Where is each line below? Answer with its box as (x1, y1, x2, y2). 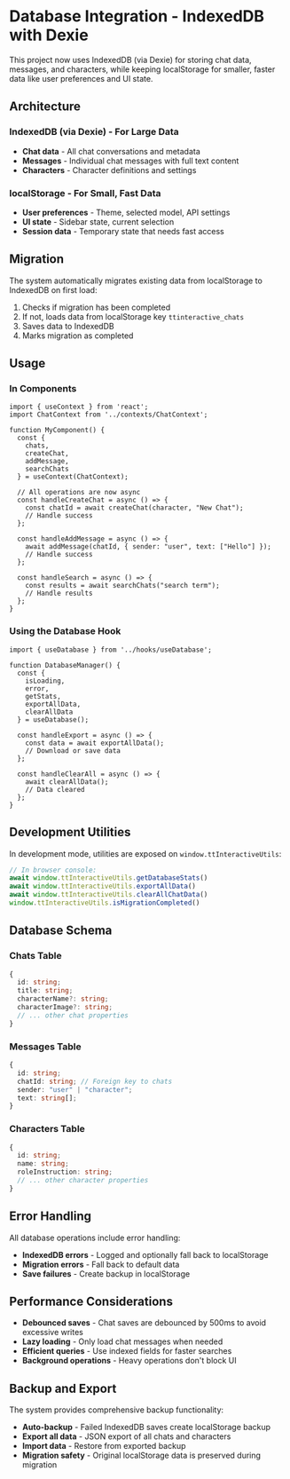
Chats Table (9, 950, 62, 962)
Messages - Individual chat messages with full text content (21, 155, 239, 166)
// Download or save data (25, 746, 121, 755)
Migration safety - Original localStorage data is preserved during (21, 1450, 262, 1461)
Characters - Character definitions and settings (21, 164, 197, 175)
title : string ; (17, 986, 74, 995)
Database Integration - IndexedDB (9, 6, 264, 27)
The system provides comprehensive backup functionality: (9, 1404, 224, 1415)
